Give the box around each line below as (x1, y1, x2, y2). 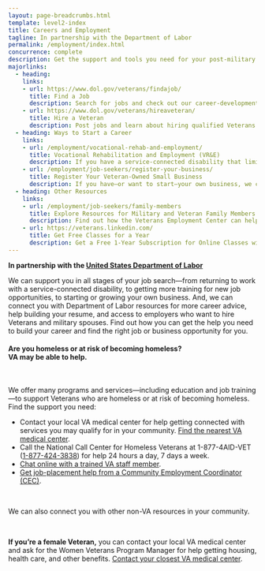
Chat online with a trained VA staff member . (19, 459, 162, 468)
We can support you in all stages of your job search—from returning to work (8, 275, 256, 285)
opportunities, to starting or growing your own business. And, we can (8, 293, 233, 302)
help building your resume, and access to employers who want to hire (8, 309, 235, 319)
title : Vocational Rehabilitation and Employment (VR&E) (28, 151, 221, 159)
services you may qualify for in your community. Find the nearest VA (19, 425, 242, 435)
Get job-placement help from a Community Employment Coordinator (19, 467, 242, 477)
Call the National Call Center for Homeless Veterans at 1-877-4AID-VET (19, 442, 252, 452)
